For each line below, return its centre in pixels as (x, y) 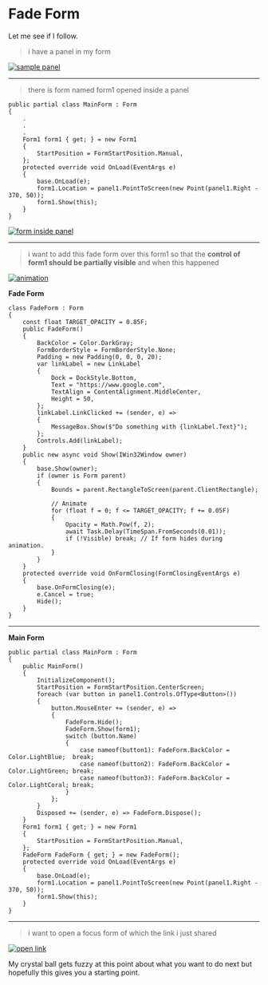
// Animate (69, 504)
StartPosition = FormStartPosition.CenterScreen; (121, 687)
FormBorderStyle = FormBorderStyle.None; (107, 350)
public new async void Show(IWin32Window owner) (105, 455)
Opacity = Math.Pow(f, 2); (110, 524)
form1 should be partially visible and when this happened (123, 262)
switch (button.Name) (101, 736)
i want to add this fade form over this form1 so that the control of (134, 254)
